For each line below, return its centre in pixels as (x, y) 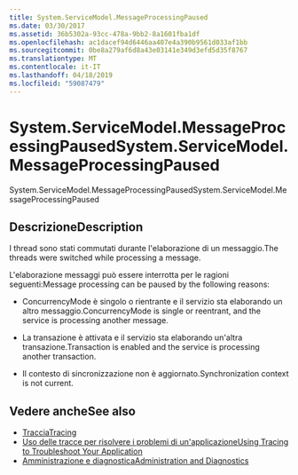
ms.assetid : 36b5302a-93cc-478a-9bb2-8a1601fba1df (105, 34)
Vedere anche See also (72, 411)
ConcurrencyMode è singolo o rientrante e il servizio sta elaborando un (152, 302)
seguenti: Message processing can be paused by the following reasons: (140, 284)
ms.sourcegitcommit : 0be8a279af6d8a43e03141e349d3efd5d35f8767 (129, 51)
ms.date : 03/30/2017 (47, 26)
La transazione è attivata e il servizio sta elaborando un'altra (132, 337)
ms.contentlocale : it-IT (55, 67)
